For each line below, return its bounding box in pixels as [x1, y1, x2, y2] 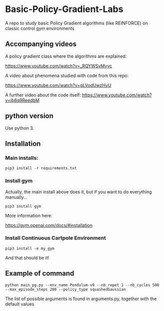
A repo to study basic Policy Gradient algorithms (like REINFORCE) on [5, 20, 148, 26]
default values [5, 301, 34, 307]
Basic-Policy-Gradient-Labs [5, 3, 124, 15]
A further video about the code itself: [5, 91, 81, 98]
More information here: [5, 212, 52, 218]
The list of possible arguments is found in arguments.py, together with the [5, 295, 157, 301]
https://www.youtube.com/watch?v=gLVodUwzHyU [5, 82, 112, 88]
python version [5, 111, 54, 120]
